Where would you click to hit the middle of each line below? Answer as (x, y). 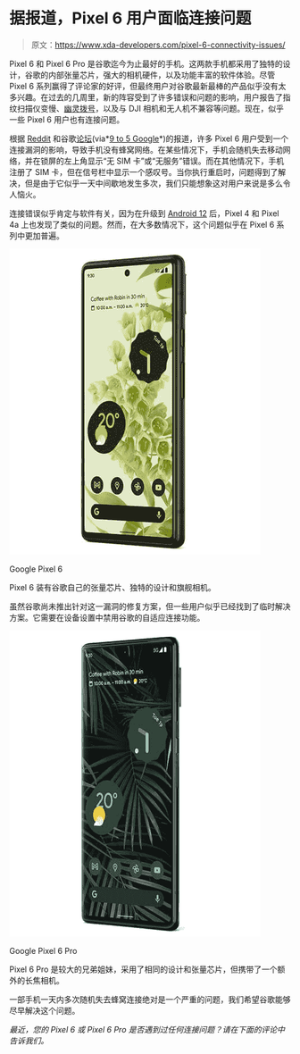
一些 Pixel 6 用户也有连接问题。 (67, 119)
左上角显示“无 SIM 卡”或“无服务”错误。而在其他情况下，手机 (174, 161)
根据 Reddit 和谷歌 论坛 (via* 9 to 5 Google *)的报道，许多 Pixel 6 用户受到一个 (149, 138)
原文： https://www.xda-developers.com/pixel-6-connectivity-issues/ (158, 45)
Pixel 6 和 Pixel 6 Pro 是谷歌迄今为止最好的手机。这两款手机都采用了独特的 (146, 63)
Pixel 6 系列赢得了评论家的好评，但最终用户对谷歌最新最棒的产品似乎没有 (144, 86)
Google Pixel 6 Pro (43, 950)
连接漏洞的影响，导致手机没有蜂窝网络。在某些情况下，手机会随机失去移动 (146, 149)
